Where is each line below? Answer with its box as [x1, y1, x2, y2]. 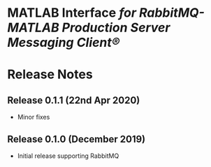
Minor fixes [17, 113, 50, 122]
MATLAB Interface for [7, 5, 137, 21]
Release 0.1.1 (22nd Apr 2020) [7, 94, 140, 106]
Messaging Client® [7, 35, 120, 50]
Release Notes [7, 66, 93, 82]
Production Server [61, 20, 170, 36]
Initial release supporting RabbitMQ [17, 152, 119, 160]
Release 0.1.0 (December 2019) [7, 133, 146, 145]
